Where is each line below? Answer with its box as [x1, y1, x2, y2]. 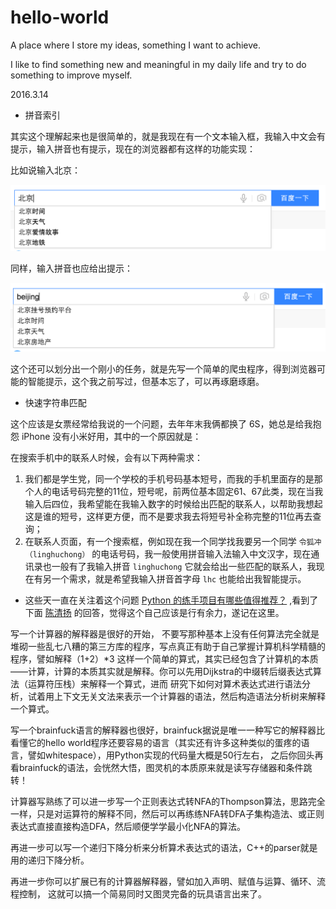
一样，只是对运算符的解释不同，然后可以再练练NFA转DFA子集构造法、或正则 [10, 808, 325, 820]
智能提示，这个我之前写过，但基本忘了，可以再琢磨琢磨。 [27, 376, 265, 387]
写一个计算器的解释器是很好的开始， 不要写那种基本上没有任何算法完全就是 [10, 628, 320, 640]
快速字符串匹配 [24, 397, 87, 408]
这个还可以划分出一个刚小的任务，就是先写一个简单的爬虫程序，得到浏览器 [10, 363, 317, 375]
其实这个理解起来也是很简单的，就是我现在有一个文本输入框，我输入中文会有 [10, 130, 326, 142]
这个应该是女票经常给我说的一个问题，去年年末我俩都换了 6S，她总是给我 [10, 418, 313, 430]
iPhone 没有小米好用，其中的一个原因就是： [21, 431, 202, 442]
